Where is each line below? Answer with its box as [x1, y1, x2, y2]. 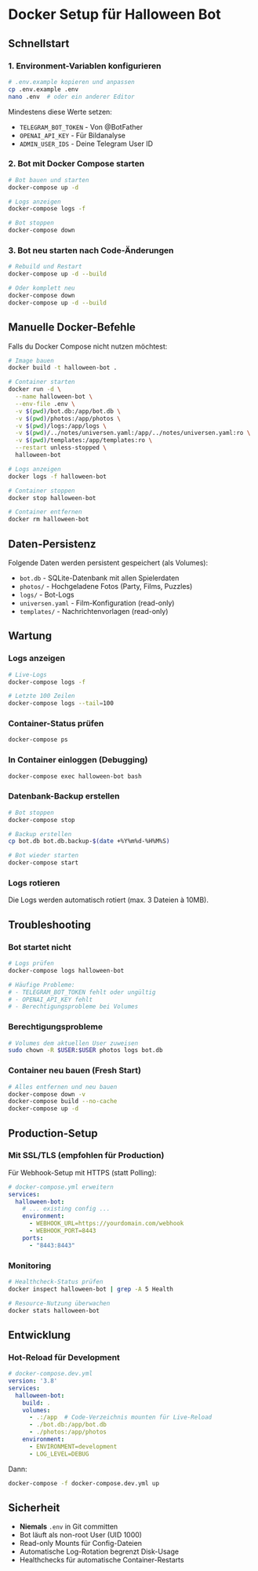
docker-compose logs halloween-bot [8, 966, 125, 974]
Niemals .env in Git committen [19, 1522, 118, 1532]
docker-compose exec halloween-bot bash [8, 772, 143, 780]
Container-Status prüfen [8, 718, 104, 729]
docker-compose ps [8, 736, 68, 743]
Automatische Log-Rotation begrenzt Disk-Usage [19, 1547, 179, 1556]
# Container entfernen [8, 508, 82, 516]
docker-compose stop [8, 816, 76, 824]
